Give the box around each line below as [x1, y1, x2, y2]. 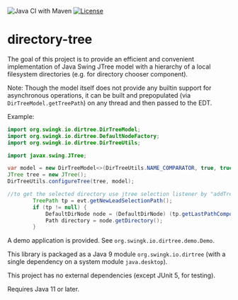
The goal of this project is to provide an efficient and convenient [7, 54, 195, 63]
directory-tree [7, 32, 93, 47]
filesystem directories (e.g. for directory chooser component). [7, 69, 188, 78]
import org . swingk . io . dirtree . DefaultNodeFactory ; [7, 132, 160, 139]
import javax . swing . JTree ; [7, 152, 87, 159]
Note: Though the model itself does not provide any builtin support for [7, 83, 212, 92]
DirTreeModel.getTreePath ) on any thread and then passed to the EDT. [7, 98, 212, 107]
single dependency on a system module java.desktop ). [7, 258, 168, 266]
